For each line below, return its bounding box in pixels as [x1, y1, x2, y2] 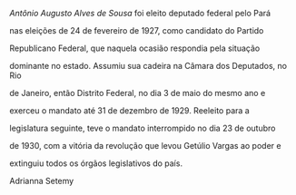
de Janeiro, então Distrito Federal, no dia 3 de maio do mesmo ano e [9, 88, 266, 98]
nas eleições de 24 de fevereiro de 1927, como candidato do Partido [9, 25, 264, 35]
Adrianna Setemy [9, 176, 74, 186]
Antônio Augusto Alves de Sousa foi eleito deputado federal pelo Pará [9, 8, 271, 18]
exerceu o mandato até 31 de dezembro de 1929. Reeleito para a [9, 105, 250, 116]
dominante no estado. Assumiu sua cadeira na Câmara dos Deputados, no [9, 61, 288, 71]
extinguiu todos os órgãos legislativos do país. [9, 158, 183, 169]
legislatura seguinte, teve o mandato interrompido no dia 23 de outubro [9, 122, 276, 133]
